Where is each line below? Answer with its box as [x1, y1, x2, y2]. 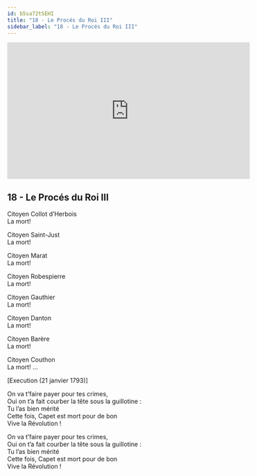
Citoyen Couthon [7, 355, 55, 364]
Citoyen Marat [7, 251, 48, 260]
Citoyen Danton [7, 314, 52, 323]
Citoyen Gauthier [7, 293, 55, 302]
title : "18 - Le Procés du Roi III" [7, 17, 113, 24]
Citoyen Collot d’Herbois [7, 210, 78, 219]
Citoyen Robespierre [7, 272, 66, 281]
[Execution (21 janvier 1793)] [7, 376, 89, 385]
